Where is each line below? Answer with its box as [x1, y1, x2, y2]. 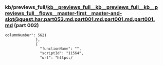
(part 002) [14, 22, 39, 28]
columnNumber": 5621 [5, 33, 47, 38]
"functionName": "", [39, 46, 82, 51]
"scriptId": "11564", [39, 51, 84, 55]
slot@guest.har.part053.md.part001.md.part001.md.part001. [5, 16, 155, 23]
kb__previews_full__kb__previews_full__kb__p [47, 4, 158, 11]
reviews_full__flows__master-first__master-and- [5, 10, 123, 16]
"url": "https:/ [39, 55, 73, 60]
